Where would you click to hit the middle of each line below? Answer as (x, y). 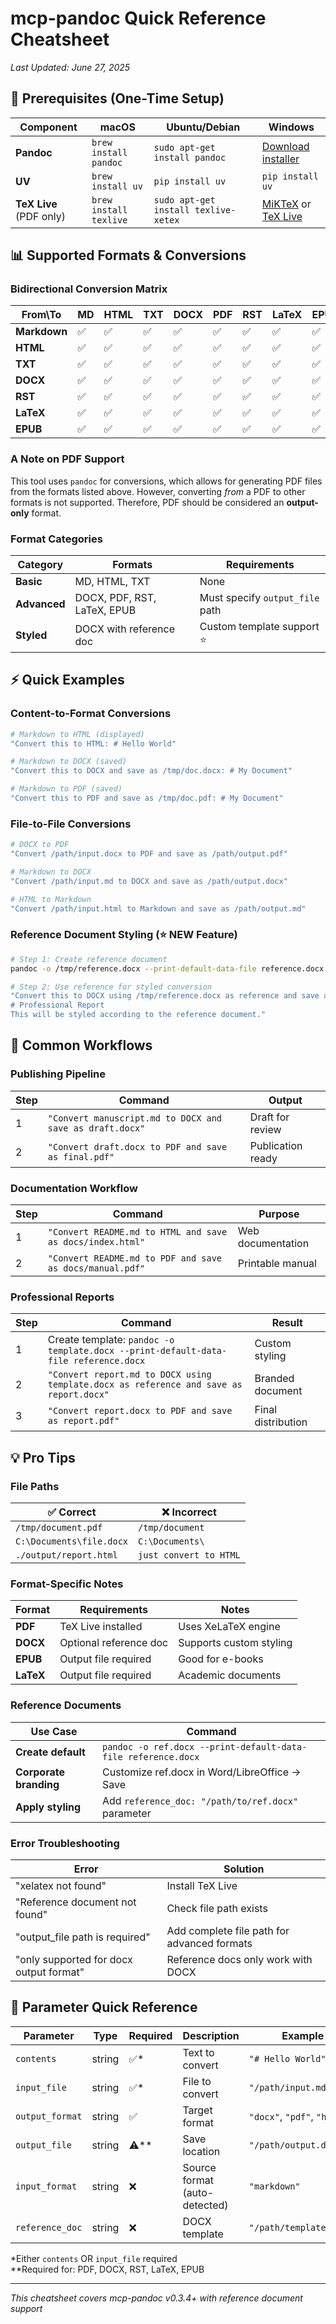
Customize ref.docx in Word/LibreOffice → (201, 1772)
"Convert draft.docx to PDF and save (137, 1146)
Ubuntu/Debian (203, 127)
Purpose (279, 1214)
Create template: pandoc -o (111, 1340)
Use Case (54, 1731)
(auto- (198, 2192)
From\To (41, 315)
